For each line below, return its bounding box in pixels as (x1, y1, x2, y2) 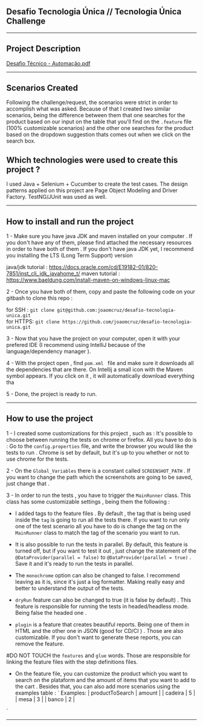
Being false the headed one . (14, 609, 87, 616)
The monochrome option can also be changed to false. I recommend (14, 571, 180, 579)
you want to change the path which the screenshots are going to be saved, (6, 473, 193, 481)
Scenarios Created (6, 83, 79, 93)
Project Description (6, 44, 81, 54)
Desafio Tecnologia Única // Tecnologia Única (6, 7, 182, 17)
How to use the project (6, 413, 94, 424)
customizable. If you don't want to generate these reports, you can (14, 634, 181, 641)
